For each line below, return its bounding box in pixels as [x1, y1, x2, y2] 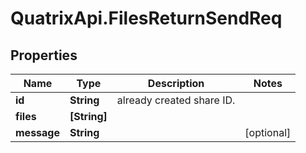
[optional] [244, 126, 292, 139]
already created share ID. [116, 93, 236, 107]
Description [147, 77, 205, 90]
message [15, 126, 60, 139]
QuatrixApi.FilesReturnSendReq [10, 7, 283, 30]
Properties [10, 47, 78, 64]
